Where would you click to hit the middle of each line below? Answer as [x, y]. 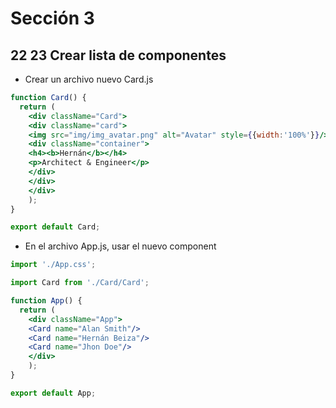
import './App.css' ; [53, 265]
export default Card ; [55, 227]
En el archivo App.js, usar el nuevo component [120, 246]
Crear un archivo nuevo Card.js [89, 79]
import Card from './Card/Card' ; [80, 283]
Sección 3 [52, 18]
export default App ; [53, 393]
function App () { [46, 301]
